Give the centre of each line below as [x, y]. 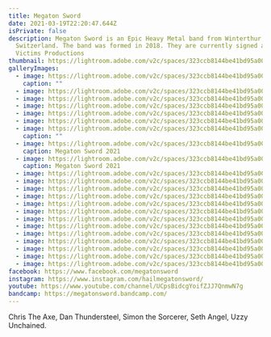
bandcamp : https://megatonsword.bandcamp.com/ [88, 294]
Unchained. [27, 325]
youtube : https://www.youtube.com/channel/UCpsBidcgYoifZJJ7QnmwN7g [126, 286]
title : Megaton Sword [45, 16]
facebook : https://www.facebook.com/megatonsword [94, 272]
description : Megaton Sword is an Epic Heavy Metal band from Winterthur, [137, 38]
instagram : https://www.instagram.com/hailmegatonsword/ [106, 279]
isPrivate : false [38, 31]
